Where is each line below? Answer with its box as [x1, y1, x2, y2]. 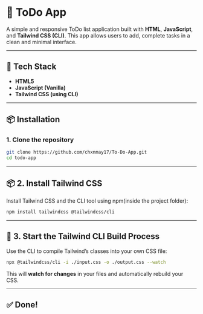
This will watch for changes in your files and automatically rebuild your [6, 270, 184, 277]
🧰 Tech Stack [6, 62, 57, 72]
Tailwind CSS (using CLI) [14, 90, 79, 97]
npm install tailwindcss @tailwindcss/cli [6, 209, 115, 215]
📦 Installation [6, 114, 60, 125]
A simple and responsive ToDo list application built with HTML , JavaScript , [6, 25, 193, 33]
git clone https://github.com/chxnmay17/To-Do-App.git [6, 149, 147, 155]
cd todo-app [6, 155, 36, 161]
